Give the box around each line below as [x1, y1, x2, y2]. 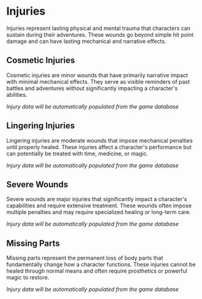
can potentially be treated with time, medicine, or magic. [6, 150, 149, 157]
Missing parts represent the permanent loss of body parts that [6, 254, 163, 262]
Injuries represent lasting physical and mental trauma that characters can [6, 24, 191, 32]
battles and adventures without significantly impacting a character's [6, 84, 178, 92]
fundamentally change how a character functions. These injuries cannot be [6, 261, 196, 268]
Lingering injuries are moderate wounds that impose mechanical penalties [6, 136, 193, 144]
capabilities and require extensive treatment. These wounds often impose [6, 202, 192, 209]
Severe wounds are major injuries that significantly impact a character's [6, 196, 187, 203]
